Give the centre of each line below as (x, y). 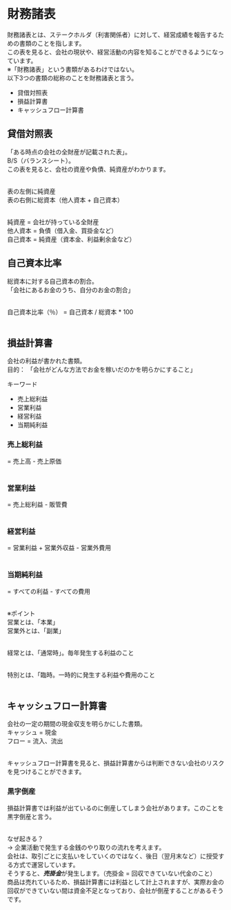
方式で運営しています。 (46, 864)
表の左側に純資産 (31, 191)
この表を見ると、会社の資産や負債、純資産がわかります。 (89, 169)
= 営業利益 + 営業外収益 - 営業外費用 (59, 548)
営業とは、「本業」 (33, 622)
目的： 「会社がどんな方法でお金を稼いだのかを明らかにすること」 (102, 370)
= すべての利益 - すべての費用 (49, 591)
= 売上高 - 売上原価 (34, 461)
